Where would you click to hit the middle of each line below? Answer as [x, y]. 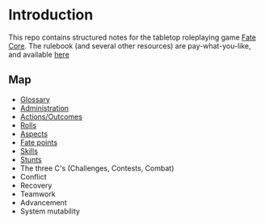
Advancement [43, 202]
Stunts [31, 159]
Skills [29, 150]
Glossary [35, 99]
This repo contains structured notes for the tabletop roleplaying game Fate [132, 37]
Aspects [34, 133]
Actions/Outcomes [51, 116]
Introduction [51, 15]
